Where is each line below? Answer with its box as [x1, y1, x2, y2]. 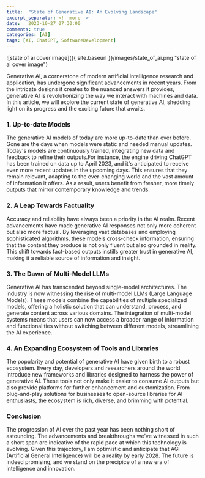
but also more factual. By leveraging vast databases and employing [6, 228, 176, 235]
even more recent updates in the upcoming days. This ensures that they [6, 166, 188, 174]
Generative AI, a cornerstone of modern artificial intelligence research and [6, 73, 194, 79]
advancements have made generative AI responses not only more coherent [6, 221, 196, 229]
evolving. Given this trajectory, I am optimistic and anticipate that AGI [6, 446, 181, 453]
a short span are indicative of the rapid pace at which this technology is [6, 439, 187, 446]
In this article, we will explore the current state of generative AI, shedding [6, 98, 191, 106]
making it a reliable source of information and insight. [6, 254, 141, 262]
